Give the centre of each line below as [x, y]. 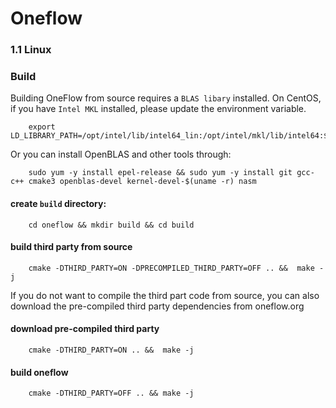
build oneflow [39, 372]
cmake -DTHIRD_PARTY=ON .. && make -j [111, 350]
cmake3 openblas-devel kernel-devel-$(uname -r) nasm [142, 182]
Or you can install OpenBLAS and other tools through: [121, 154]
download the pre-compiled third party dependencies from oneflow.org [157, 306]
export [42, 127]
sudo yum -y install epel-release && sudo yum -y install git [160, 173]
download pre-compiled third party [85, 329]
